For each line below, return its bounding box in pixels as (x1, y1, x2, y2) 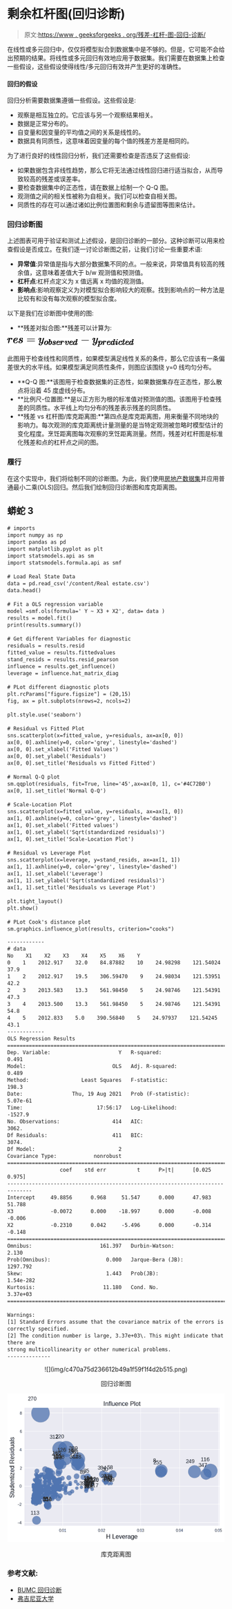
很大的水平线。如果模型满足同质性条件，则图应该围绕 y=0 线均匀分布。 (12, 363, 215, 372)
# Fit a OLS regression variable (7, 600, 104, 608)
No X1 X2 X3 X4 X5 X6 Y (7, 952, 140, 959)
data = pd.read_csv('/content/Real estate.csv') (7, 580, 150, 587)
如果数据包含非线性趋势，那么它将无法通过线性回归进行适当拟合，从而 (17, 166, 217, 175)
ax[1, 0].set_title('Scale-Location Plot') (7, 835, 135, 843)
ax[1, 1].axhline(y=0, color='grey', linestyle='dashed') (7, 863, 177, 870)
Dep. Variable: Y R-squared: (7, 1049, 162, 1056)
